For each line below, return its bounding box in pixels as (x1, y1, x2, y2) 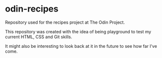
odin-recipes (5, 3, 59, 14)
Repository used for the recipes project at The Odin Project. (5, 19, 125, 25)
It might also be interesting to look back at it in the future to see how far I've (5, 43, 157, 49)
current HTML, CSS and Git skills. (5, 34, 72, 40)
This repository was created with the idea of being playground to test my (5, 29, 151, 34)
